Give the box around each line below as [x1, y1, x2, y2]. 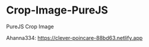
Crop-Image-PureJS [6, 4, 109, 17]
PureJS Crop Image [6, 23, 55, 30]
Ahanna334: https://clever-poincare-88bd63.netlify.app [6, 34, 143, 41]
